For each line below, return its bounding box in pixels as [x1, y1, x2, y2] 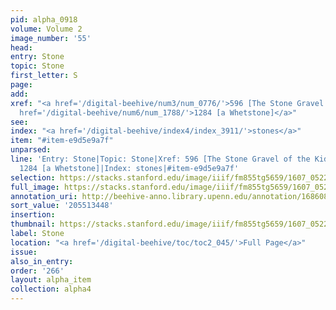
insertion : [10, 210, 56, 220]
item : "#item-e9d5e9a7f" [10, 136, 114, 146]
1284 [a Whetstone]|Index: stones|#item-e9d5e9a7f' [19, 163, 240, 173]
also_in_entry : [10, 256, 74, 266]
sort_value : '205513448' [10, 201, 114, 211]
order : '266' [10, 266, 65, 276]
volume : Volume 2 [10, 24, 83, 34]
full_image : [10, 182, 60, 192]
